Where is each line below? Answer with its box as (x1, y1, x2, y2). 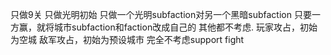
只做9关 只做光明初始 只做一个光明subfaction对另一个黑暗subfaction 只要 (10, 9, 312, 20)
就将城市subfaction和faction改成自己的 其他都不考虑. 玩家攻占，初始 (36, 21, 318, 33)
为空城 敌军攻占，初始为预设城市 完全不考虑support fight (10, 34, 245, 45)
